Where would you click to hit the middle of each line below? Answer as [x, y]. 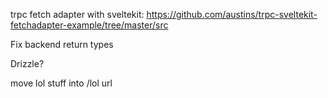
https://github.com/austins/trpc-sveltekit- [232, 14]
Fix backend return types [62, 44]
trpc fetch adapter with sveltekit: [77, 14]
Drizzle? [27, 63]
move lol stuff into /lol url [61, 83]
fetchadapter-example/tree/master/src [89, 25]
